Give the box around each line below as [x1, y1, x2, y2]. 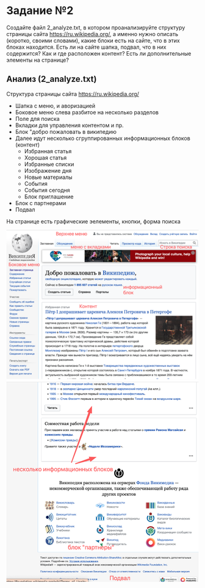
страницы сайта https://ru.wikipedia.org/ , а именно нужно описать [6, 30, 179, 37]
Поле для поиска [15, 115, 60, 122]
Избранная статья [24, 147, 72, 154]
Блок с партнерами [15, 199, 67, 206]
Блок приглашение [24, 193, 74, 200]
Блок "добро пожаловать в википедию [15, 128, 117, 135]
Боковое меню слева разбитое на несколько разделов [15, 108, 159, 116]
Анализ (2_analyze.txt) [6, 74, 97, 84]
